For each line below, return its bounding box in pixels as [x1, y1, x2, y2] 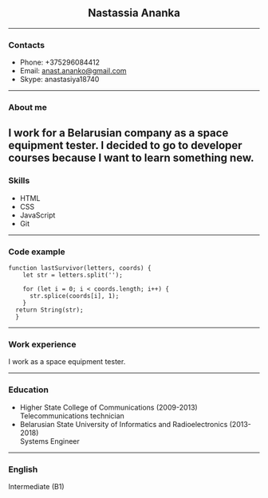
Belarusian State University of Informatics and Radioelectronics [19, 419, 228, 429]
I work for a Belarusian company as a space [8, 127, 229, 140]
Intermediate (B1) [8, 481, 65, 491]
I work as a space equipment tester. [8, 357, 126, 367]
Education [8, 384, 49, 395]
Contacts [8, 39, 45, 50]
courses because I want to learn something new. [8, 151, 254, 165]
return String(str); [15, 306, 84, 314]
